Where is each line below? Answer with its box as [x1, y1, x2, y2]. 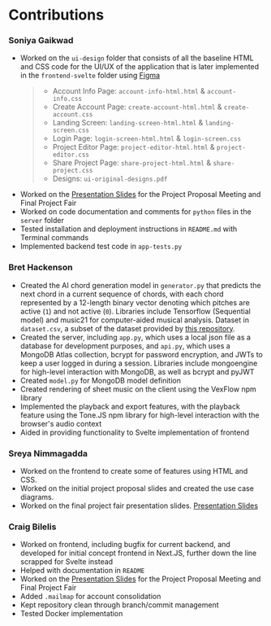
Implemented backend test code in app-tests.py [19, 242, 183, 252]
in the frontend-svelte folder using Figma [19, 71, 161, 81]
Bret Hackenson [8, 262, 73, 274]
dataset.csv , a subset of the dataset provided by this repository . [19, 323, 235, 333]
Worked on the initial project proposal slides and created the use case [19, 484, 254, 493]
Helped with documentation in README [19, 566, 145, 576]
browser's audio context [19, 418, 102, 428]
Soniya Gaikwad [8, 35, 74, 46]
